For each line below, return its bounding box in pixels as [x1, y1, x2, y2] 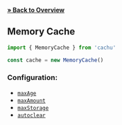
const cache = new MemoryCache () [7, 57, 104, 64]
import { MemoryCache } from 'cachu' [7, 44, 116, 51]
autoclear [17, 112, 46, 119]
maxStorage [17, 104, 49, 111]
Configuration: [7, 73, 58, 82]
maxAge [17, 90, 37, 97]
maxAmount [17, 97, 46, 104]
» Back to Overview [7, 6, 64, 14]
